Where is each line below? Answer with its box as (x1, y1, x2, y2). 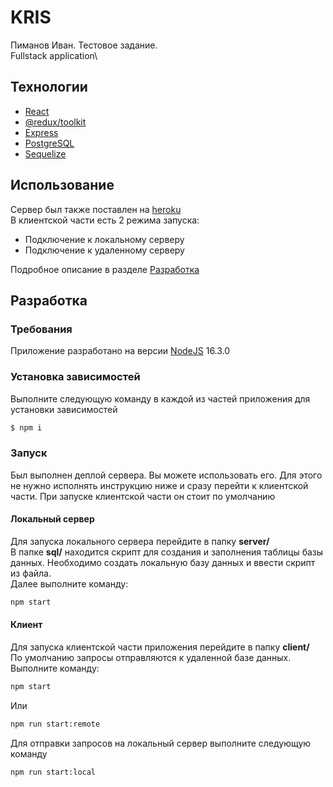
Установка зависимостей (10, 370, 141, 384)
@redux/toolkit (24, 116, 87, 128)
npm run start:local (10, 767, 97, 777)
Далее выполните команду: (10, 577, 129, 590)
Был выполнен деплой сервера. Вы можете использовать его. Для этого (10, 469, 323, 481)
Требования (10, 322, 73, 336)
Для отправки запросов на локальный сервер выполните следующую (10, 737, 312, 749)
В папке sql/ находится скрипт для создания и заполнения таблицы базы (10, 546, 324, 558)
